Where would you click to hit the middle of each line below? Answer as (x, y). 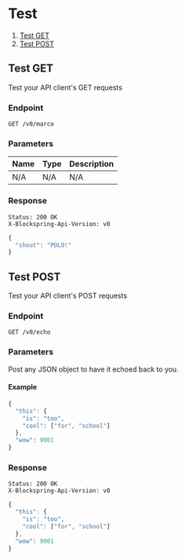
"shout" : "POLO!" (44, 245)
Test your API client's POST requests (68, 296)
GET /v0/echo (29, 332)
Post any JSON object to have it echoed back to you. (93, 369)
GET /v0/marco (31, 124)
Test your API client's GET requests (66, 87)
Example (23, 387)
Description (91, 164)
